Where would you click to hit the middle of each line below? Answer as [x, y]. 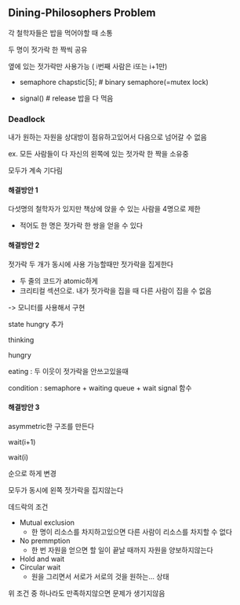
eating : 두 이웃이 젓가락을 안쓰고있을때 [69, 371]
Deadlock [27, 119]
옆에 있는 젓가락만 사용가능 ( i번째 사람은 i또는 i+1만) [88, 66]
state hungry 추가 [36, 324]
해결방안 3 [24, 407]
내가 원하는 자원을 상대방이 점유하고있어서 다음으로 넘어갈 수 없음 [108, 137]
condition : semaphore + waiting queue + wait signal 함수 [100, 387]
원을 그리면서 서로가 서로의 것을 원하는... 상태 [100, 576]
